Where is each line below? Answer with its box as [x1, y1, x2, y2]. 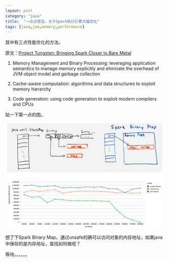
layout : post [5, 8, 33, 13]
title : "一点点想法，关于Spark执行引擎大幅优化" [5, 19, 100, 24]
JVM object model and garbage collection [12, 71, 100, 77]
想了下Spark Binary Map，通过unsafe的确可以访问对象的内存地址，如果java [5, 234, 163, 240]
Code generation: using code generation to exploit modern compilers [12, 96, 157, 102]
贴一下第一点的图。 [5, 112, 46, 118]
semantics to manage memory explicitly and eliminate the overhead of [12, 66, 159, 72]
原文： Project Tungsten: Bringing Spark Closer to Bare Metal [5, 50, 132, 56]
